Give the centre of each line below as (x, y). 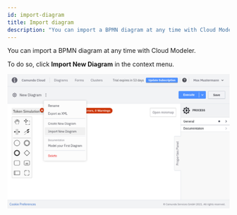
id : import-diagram (36, 15)
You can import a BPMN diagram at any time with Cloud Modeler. (102, 51)
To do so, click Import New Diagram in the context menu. (91, 64)
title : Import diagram (41, 22)
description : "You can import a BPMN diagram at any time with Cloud (112, 30)
